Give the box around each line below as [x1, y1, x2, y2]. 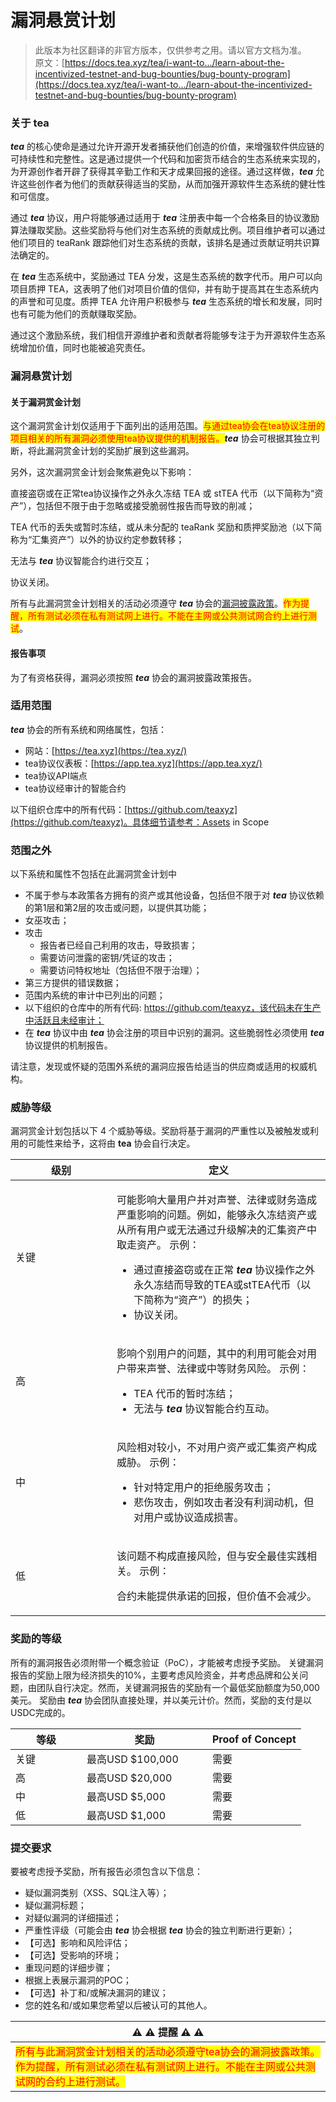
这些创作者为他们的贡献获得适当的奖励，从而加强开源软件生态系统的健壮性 [18, 178, 326, 190]
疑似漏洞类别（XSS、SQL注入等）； [24, 1887, 170, 1899]
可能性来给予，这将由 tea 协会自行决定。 [27, 1137, 196, 1150]
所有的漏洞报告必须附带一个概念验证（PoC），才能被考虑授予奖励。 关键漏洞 [10, 1656, 324, 1668]
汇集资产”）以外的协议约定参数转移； [31, 534, 185, 546]
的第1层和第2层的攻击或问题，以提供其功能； [24, 902, 210, 914]
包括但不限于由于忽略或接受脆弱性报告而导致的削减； [36, 500, 256, 512]
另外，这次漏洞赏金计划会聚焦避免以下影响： [10, 466, 195, 478]
